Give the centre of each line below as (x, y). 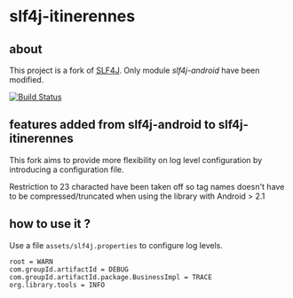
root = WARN (31, 262)
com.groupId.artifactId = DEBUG (69, 269)
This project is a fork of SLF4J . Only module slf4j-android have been (135, 70)
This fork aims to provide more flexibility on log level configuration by (136, 160)
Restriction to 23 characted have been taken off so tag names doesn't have (147, 186)
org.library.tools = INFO (57, 285)
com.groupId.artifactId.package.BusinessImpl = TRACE (111, 277)
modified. (27, 80)
